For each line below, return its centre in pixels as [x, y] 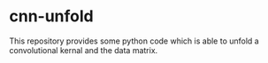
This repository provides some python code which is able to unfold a [134, 41]
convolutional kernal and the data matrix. [84, 50]
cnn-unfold [52, 16]
